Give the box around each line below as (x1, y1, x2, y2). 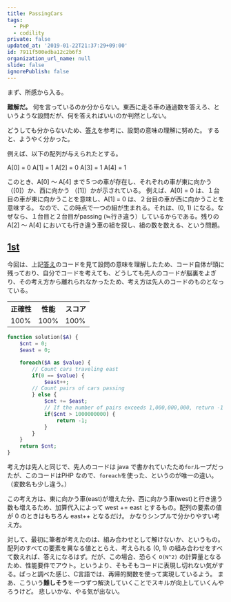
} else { (32, 392, 57, 399)
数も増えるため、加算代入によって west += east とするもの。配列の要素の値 (7, 503, 222, 512)
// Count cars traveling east (32, 365, 119, 372)
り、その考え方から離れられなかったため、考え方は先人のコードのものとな (7, 277, 219, 286)
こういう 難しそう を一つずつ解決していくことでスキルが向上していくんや (19, 578, 224, 587)
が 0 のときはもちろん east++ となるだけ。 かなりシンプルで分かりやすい (7, 512, 214, 520)
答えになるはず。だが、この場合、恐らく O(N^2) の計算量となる (43, 553, 222, 561)
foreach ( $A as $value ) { (19, 359, 91, 366)
